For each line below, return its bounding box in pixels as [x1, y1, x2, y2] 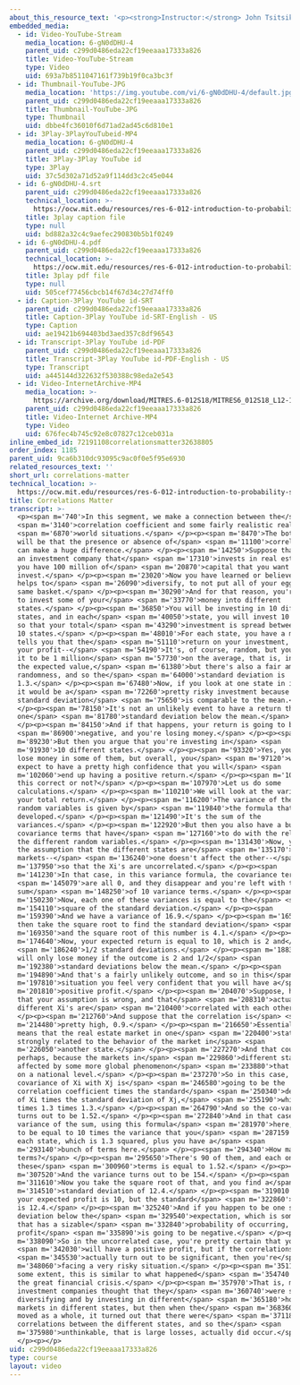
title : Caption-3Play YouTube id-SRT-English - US [25, 312, 218, 322]
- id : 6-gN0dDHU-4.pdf [17, 238, 102, 247]
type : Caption [25, 321, 78, 330]
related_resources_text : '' [9, 463, 114, 472]
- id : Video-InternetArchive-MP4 [17, 380, 142, 389]
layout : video [9, 1362, 62, 1371]
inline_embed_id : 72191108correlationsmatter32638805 [9, 438, 214, 447]
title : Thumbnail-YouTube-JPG [25, 105, 138, 114]
